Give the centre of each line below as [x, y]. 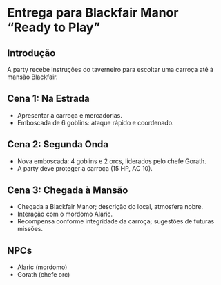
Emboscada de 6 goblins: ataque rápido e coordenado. [95, 122]
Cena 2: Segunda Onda [58, 144]
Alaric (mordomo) [42, 267]
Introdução [31, 53]
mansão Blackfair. [32, 77]
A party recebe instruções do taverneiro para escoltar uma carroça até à [110, 70]
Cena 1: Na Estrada [48, 99]
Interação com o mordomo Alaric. [65, 214]
